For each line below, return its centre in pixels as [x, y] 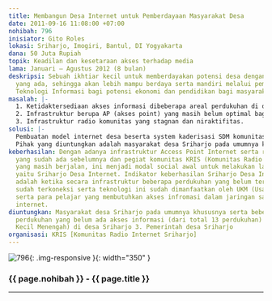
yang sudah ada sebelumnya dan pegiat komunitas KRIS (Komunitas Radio [139, 159]
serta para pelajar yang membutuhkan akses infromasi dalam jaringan [135, 197]
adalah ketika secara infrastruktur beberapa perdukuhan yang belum [134, 182]
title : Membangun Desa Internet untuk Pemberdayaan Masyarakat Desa [126, 16]
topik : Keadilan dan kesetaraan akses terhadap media [101, 62]
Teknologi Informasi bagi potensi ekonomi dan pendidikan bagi [124, 91]
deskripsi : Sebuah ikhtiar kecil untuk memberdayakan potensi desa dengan [137, 76]
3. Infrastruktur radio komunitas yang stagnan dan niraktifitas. [130, 122]
